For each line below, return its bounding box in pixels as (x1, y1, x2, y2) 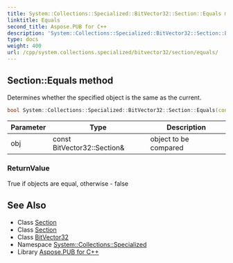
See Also (7, 200, 46, 212)
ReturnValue (7, 164, 50, 173)
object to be (150, 134, 189, 143)
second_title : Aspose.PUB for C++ (7, 23, 107, 30)
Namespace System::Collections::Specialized (17, 240, 147, 248)
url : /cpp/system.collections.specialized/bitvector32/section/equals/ (7, 49, 218, 56)
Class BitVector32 (17, 232, 69, 241)
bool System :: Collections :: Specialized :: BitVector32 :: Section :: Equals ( (7, 106, 218, 113)
